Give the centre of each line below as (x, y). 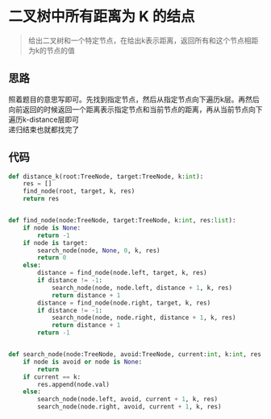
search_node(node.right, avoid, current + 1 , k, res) (129, 407)
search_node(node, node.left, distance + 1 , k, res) (142, 288)
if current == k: (52, 377)
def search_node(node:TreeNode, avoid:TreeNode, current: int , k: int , (128, 355)
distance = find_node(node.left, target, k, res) (122, 273)
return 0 (52, 258)
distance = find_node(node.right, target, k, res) (124, 303)
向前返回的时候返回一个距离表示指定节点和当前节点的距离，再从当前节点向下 (135, 109)
